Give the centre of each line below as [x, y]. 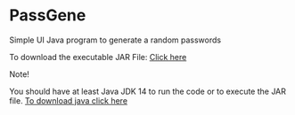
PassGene [48, 15]
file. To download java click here [68, 100]
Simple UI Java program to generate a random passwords [115, 40]
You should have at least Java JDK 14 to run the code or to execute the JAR [148, 91]
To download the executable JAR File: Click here [98, 57]
